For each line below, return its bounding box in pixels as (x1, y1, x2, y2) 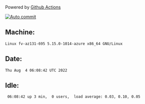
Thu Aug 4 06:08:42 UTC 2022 (5, 68, 68, 73)
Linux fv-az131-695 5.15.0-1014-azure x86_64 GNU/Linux (5, 41, 123, 46)
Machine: (5, 28, 35, 37)
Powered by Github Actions (5, 4, 61, 10)
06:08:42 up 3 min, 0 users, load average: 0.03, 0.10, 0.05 (7, 94, 141, 100)
